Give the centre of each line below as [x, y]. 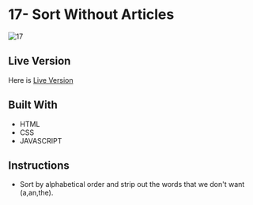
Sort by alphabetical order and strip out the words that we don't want [132, 184]
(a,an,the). [36, 193]
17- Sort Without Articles [91, 15]
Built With [33, 105]
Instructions [39, 165]
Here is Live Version [41, 80]
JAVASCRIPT [41, 140]
